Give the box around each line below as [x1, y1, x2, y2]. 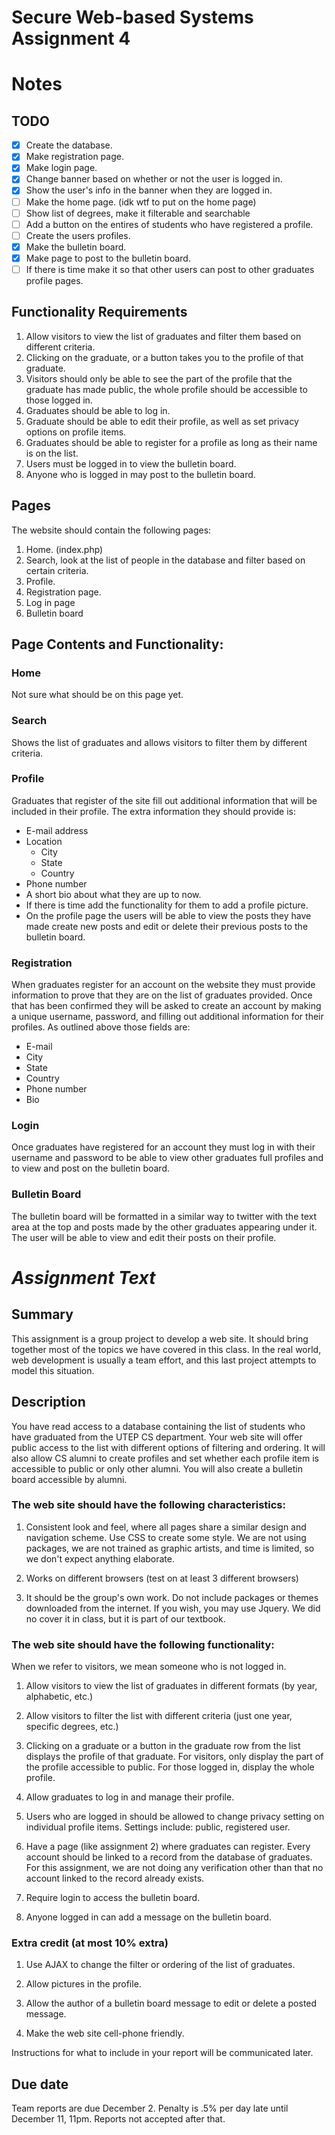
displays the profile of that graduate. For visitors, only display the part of [25, 1751, 324, 1763]
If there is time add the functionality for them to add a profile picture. [25, 899, 309, 911]
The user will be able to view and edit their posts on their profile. [11, 1231, 277, 1243]
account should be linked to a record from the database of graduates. [25, 1851, 313, 1863]
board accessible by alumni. [11, 1473, 128, 1485]
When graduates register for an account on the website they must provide [11, 979, 316, 991]
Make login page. [25, 162, 98, 174]
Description [11, 1394, 86, 1411]
